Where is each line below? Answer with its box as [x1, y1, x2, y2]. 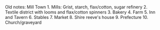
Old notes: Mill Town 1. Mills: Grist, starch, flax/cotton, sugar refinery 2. [5, 4, 148, 10]
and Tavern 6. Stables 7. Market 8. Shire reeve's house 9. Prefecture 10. [5, 15, 149, 20]
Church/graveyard [5, 19, 42, 25]
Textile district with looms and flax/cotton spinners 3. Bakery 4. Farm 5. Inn [5, 9, 156, 15]
